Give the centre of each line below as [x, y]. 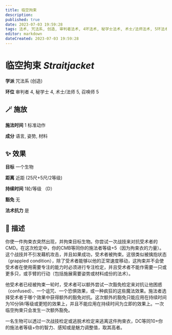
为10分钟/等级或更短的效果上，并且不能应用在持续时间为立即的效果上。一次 [85, 304]
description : [19, 15]
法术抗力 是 [17, 210]
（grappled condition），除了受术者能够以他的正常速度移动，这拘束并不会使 [85, 261]
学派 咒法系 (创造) [24, 81]
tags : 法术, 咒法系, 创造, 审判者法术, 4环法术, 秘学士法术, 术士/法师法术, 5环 [83, 29]
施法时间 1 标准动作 [26, 125]
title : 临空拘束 [21, 10]
